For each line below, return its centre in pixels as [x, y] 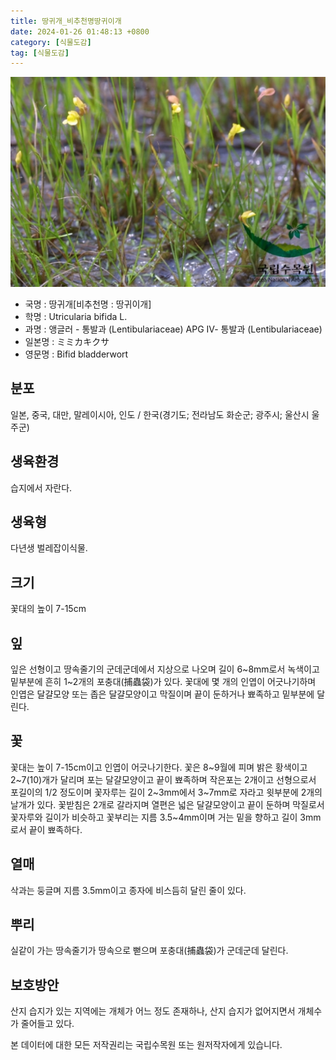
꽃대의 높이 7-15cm [48, 609]
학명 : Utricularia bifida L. [76, 316]
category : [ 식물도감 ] [51, 42]
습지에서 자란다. [41, 487]
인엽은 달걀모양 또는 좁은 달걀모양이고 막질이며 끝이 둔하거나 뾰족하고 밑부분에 [162, 694]
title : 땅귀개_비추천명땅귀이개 [66, 21]
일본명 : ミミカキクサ [67, 341]
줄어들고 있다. [47, 1024]
